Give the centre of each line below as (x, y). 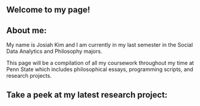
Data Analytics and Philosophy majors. (54, 51)
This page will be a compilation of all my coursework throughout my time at (100, 63)
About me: (27, 30)
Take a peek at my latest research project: (87, 95)
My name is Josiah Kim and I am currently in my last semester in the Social (100, 45)
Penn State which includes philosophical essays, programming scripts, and (100, 69)
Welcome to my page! (48, 10)
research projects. (29, 76)
